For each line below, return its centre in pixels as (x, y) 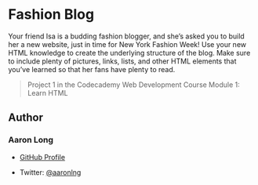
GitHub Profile (42, 157)
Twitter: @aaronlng (50, 172)
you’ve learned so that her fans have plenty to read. (92, 69)
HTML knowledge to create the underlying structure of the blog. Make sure (129, 53)
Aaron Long (31, 140)
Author (25, 118)
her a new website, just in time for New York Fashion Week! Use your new (127, 44)
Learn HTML (47, 92)
